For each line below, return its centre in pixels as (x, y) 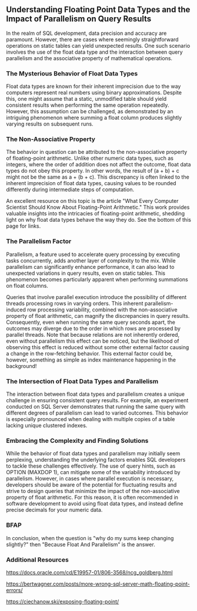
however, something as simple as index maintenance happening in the (91, 360)
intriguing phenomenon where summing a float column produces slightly (94, 118)
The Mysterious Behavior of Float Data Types (72, 73)
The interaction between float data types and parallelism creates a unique (96, 394)
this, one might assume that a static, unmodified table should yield (86, 99)
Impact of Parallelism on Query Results (79, 19)
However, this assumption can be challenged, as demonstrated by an (90, 111)
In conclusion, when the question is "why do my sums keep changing (90, 538)
